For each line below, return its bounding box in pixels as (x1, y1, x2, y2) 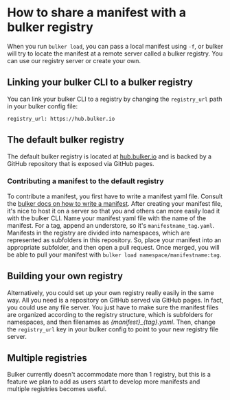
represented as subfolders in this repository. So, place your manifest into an (7, 235, 222, 244)
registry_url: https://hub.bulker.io (7, 115, 115, 122)
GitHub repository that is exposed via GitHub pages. (7, 159, 154, 167)
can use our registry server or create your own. (7, 56, 141, 64)
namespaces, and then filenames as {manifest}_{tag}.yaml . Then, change (7, 318, 216, 326)
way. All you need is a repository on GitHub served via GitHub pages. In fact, (7, 296, 224, 304)
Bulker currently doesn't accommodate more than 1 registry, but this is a (7, 370, 211, 379)
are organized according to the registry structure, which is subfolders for (7, 310, 214, 318)
